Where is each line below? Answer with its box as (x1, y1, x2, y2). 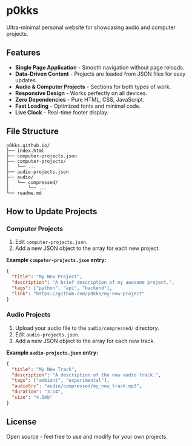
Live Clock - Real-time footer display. (15, 108, 109, 116)
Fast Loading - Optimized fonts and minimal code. (15, 102, 141, 110)
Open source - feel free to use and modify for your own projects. (6, 433, 168, 440)
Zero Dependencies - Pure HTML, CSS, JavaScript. (15, 96, 145, 103)
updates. (15, 76, 38, 84)
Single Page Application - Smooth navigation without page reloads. (15, 64, 185, 71)
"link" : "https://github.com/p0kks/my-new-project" (12, 290, 145, 297)
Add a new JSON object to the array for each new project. (15, 244, 161, 252)
